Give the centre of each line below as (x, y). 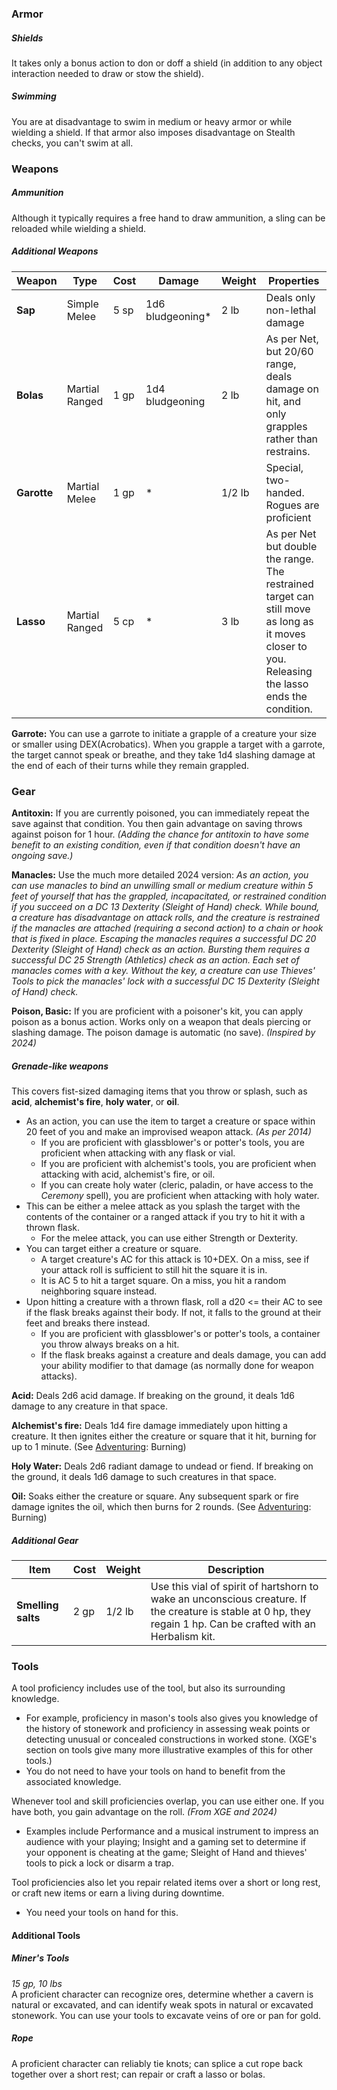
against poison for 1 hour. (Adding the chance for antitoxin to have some (160, 834)
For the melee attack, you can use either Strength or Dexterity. (169, 1238)
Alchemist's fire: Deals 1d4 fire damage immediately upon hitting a (149, 1425)
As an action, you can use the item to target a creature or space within (170, 1121)
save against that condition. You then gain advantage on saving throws (157, 824)
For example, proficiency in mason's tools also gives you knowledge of (172, 1718)
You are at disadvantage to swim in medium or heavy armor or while (152, 121)
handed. (285, 492)
